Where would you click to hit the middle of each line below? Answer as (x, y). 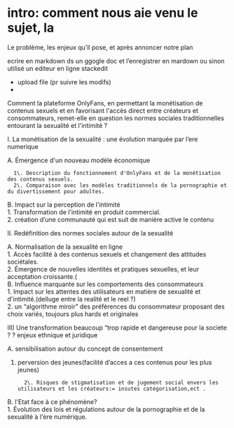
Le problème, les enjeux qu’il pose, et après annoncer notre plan (100, 47)
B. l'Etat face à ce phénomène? (52, 401)
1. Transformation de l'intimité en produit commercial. (84, 212)
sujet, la (31, 28)
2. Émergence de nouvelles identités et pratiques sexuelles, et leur (103, 269)
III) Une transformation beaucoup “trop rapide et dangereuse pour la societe (117, 328)
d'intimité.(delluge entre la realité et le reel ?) (72, 299)
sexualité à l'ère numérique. (47, 417)
